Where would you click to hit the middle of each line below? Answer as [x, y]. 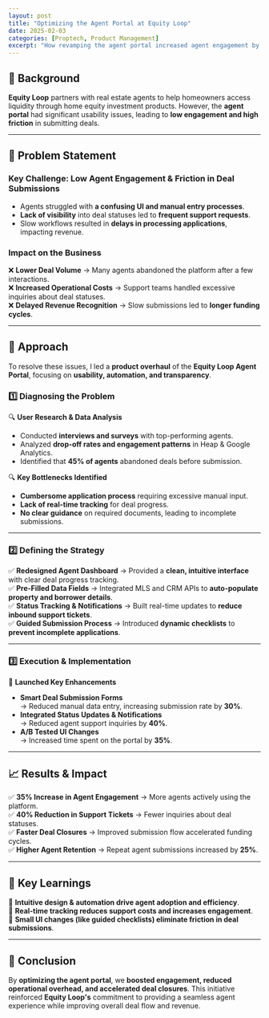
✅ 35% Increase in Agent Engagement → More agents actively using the [129, 797]
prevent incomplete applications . [64, 633]
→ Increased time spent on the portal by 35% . [96, 740]
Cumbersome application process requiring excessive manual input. [134, 496]
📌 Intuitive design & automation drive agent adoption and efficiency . [124, 902]
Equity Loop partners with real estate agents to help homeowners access [129, 97]
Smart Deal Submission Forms [71, 697]
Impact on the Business [55, 252]
